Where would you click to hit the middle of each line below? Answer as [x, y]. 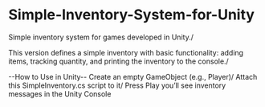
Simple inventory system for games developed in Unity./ [101, 37]
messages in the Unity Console [60, 93]
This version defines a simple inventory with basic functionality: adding [126, 52]
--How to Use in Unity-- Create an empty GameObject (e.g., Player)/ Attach [133, 76]
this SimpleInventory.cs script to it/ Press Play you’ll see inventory [117, 85]
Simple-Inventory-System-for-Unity [132, 15]
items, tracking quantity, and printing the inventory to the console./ [118, 61]
